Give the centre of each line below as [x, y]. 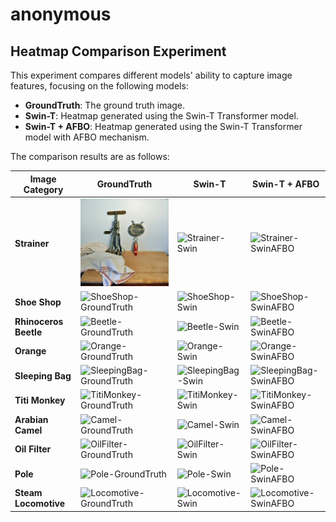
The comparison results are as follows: [90, 156]
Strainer [32, 243]
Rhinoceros [39, 321]
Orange [30, 351]
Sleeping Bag [43, 375]
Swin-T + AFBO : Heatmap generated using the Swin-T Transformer [163, 126]
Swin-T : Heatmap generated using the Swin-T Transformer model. [161, 116]
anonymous [61, 14]
